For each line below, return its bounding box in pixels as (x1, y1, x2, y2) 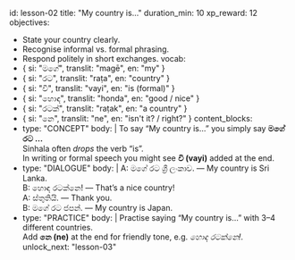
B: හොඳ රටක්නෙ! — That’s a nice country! (21, 182, 175, 193)
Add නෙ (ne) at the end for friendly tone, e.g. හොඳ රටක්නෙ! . (21, 231, 244, 242)
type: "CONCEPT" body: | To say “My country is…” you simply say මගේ (21, 123, 285, 133)
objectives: (9, 17, 50, 28)
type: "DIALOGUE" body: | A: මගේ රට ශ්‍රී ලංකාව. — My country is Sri (21, 163, 270, 173)
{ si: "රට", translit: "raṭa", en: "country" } (21, 73, 171, 83)
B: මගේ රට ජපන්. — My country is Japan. (21, 203, 173, 213)
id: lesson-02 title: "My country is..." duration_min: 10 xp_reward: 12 (9, 8, 257, 18)
